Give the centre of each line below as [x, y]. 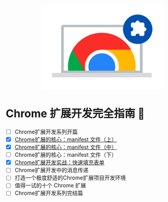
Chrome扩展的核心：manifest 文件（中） [66, 147]
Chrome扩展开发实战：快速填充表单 [60, 163]
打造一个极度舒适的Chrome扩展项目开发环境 [70, 178]
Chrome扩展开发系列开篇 [46, 132]
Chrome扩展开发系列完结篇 [49, 193]
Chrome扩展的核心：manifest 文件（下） [66, 155]
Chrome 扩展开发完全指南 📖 [75, 114]
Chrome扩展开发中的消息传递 [52, 170]
